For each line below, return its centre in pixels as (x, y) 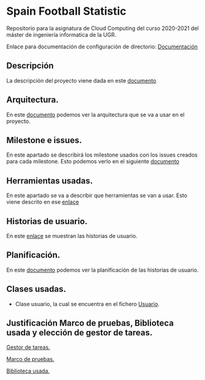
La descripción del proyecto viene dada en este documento (81, 80)
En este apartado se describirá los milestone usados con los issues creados (102, 155)
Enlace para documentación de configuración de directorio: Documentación (102, 47)
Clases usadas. (36, 289)
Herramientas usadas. (50, 181)
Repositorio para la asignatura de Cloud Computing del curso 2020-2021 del (102, 28)
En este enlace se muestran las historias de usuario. (72, 236)
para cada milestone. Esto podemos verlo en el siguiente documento (93, 162)
